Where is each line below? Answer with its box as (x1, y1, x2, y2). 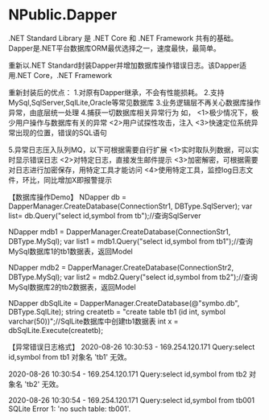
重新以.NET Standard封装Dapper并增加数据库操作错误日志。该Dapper (8, 60, 240, 70)
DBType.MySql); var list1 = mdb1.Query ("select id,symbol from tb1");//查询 (8, 236, 254, 246)
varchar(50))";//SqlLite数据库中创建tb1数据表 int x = (8, 316, 179, 326)
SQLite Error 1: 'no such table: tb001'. (8, 404, 131, 414)
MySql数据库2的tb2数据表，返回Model (8, 282, 136, 291)
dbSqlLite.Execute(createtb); (8, 325, 103, 335)
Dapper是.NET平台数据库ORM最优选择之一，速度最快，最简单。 (8, 43, 221, 53)
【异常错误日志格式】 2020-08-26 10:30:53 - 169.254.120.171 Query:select (8, 342, 255, 352)
